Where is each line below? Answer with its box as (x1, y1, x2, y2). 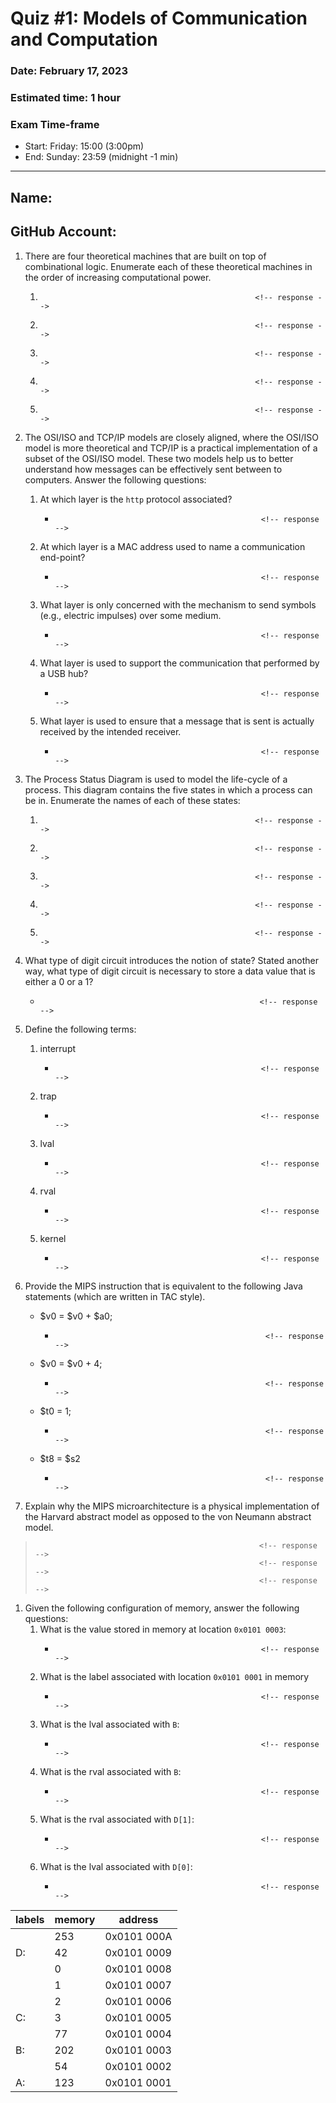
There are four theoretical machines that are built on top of (24, 250, 267, 262)
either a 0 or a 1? (24, 975, 94, 987)
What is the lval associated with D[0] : (39, 1860, 193, 1872)
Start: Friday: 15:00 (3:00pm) (24, 140, 145, 152)
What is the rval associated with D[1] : (39, 1813, 195, 1825)
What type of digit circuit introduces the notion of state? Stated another (24, 954, 319, 966)
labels (15, 1912, 45, 1926)
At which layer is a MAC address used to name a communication (39, 540, 306, 552)
